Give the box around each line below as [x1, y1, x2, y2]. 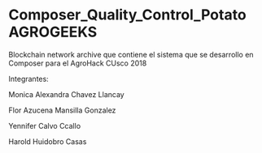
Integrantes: [8, 74, 49, 83]
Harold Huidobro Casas [8, 136, 87, 147]
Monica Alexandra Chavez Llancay [8, 89, 124, 99]
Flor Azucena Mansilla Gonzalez [8, 105, 116, 115]
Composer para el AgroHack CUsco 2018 [8, 58, 147, 68]
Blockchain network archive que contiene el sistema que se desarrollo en [8, 49, 254, 59]
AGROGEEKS [8, 23, 98, 41]
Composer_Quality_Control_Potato [8, 6, 247, 24]
